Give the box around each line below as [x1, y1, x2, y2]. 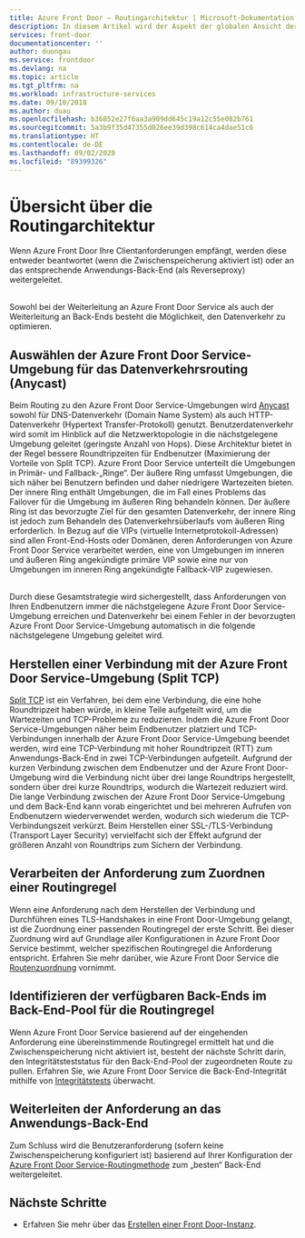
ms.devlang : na [9, 65, 67, 74]
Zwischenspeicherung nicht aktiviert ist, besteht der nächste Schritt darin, [9, 1046, 287, 1057]
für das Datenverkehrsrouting [75, 361, 249, 377]
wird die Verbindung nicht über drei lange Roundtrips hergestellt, [53, 772, 296, 783]
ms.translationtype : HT [9, 132, 100, 141]
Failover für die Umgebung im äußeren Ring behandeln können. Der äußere [9, 496, 290, 507]
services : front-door [9, 30, 92, 39]
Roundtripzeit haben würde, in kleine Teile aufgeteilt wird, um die [9, 704, 252, 715]
